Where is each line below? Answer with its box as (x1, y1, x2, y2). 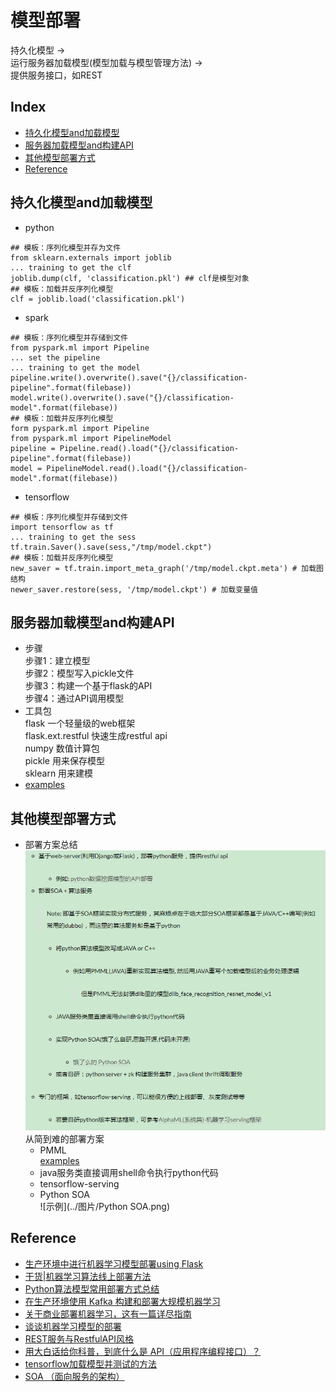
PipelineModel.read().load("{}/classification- (46, 463, 248, 473)
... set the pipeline (10, 352, 101, 363)
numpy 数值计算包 (24, 742, 100, 755)
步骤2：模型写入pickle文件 (24, 667, 135, 680)
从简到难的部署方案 (24, 1133, 105, 1145)
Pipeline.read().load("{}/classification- (59, 443, 240, 453)
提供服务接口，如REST (10, 69, 103, 81)
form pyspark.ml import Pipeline (10, 423, 150, 433)
